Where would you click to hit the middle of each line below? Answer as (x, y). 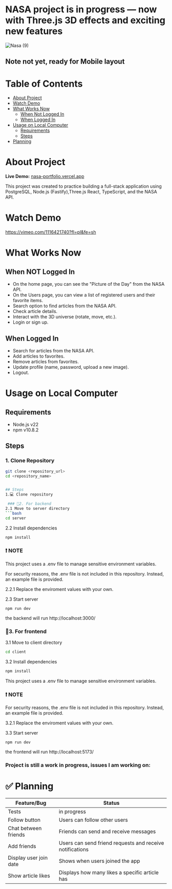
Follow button (24, 820)
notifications (74, 850)
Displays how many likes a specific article (109, 873)
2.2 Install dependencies (31, 528)
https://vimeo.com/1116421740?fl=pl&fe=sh (51, 232)
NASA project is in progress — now (81, 9)
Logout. (21, 372)
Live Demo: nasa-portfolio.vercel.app (45, 176)
